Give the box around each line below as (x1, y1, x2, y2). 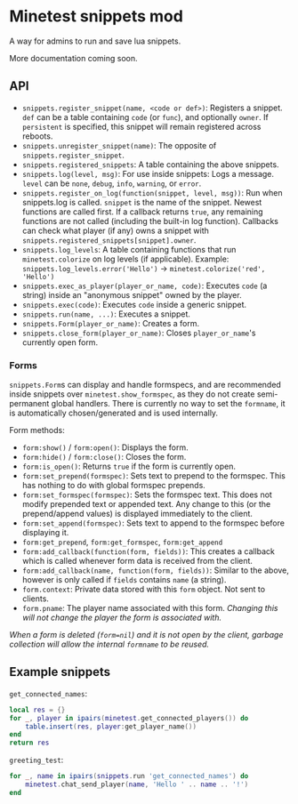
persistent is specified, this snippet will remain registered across (21, 121, 262, 132)
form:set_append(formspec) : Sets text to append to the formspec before (21, 518, 285, 528)
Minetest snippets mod (9, 6, 184, 27)
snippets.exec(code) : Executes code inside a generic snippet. (21, 299, 247, 310)
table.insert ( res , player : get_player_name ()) (25, 722, 197, 731)
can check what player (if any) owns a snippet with (21, 225, 209, 236)
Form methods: (9, 425, 65, 436)
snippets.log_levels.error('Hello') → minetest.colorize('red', (21, 262, 266, 273)
